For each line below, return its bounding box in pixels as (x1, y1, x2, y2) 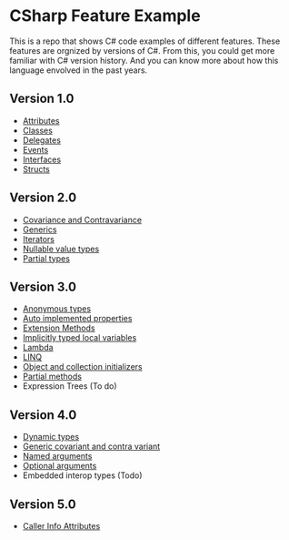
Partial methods (22, 371, 82, 382)
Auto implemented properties (22, 313, 133, 324)
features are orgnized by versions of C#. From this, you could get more (9, 45, 275, 56)
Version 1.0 (9, 91, 75, 107)
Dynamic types (22, 432, 80, 443)
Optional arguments (22, 461, 97, 472)
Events (22, 144, 49, 155)
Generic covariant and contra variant (22, 441, 161, 452)
